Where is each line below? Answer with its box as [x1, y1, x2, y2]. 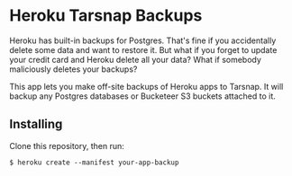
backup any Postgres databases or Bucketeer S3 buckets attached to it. [9, 91, 277, 101]
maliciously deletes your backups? [9, 64, 138, 75]
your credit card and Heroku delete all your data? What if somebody [9, 54, 261, 65]
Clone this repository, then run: [9, 140, 124, 151]
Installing [9, 117, 63, 132]
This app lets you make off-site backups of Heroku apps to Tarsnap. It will [9, 81, 284, 92]
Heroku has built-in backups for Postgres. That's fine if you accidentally [9, 35, 277, 46]
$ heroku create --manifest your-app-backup [9, 158, 179, 167]
